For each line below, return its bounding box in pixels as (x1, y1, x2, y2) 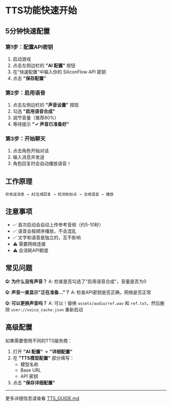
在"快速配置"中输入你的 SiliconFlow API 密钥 (12, 69, 106, 75)
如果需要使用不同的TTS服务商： (5, 337, 73, 343)
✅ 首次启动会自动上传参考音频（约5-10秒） (12, 221, 104, 228)
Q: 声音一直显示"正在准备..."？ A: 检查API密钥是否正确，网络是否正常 (5, 289, 151, 295)
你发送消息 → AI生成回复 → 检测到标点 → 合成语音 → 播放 (5, 192, 114, 197)
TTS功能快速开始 (5, 5, 77, 16)
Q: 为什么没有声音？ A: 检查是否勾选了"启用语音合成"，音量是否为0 (5, 278, 147, 285)
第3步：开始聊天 (5, 135, 46, 143)
